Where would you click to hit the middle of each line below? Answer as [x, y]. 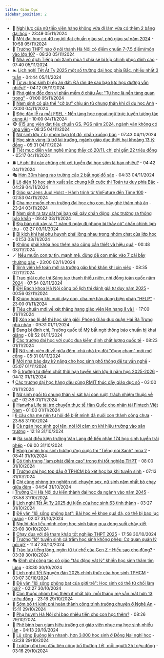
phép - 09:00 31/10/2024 [37, 445]
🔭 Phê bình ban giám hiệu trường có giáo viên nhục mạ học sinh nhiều [82, 625]
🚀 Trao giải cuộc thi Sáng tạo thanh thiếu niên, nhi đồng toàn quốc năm [83, 278]
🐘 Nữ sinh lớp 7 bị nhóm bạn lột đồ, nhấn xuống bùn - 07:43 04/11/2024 [84, 134]
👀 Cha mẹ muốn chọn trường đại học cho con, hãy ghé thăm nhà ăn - [82, 203]
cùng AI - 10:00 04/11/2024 [40, 119]
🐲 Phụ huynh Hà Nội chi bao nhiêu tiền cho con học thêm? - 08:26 [79, 614]
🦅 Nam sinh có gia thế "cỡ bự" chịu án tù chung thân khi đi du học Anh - [85, 103]
